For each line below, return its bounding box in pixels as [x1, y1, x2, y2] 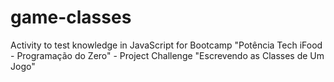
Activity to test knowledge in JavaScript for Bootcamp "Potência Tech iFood [10, 39, 323, 51]
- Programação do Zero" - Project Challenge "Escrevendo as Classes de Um [10, 49, 325, 61]
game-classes [10, 6, 132, 29]
